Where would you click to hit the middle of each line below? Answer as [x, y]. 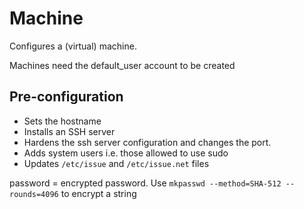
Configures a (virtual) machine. [73, 46]
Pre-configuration [66, 97]
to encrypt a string [98, 193]
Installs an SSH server [69, 131]
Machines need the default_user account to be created [122, 65]
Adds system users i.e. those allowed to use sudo [126, 153]
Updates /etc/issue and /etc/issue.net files [116, 163]
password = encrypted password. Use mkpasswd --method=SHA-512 [145, 183]
